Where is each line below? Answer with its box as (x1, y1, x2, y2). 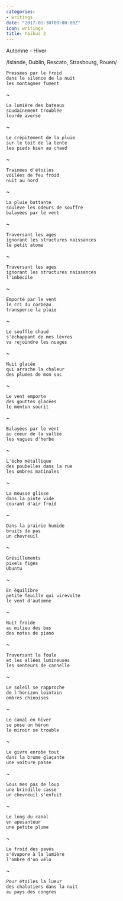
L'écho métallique (6, 459, 51, 464)
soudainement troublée (6, 108, 62, 114)
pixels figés (6, 560, 38, 567)
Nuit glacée (6, 361, 35, 368)
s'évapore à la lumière (6, 852, 65, 858)
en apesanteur (6, 819, 41, 825)
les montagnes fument (6, 81, 60, 87)
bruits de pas (6, 528, 41, 534)
